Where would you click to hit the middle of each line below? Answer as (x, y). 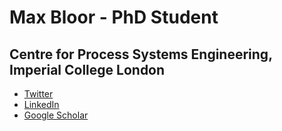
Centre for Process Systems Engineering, (141, 54)
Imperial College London (87, 69)
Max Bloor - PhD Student (114, 17)
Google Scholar (56, 115)
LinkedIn (41, 104)
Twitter (38, 94)
